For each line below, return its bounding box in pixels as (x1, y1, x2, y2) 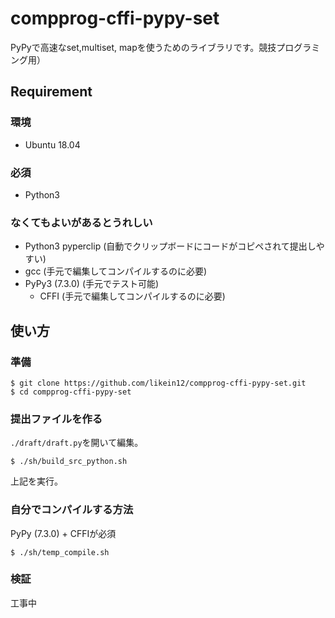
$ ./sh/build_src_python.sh (10, 457, 128, 467)
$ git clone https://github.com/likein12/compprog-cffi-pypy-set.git (10, 378, 307, 388)
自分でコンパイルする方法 (10, 503, 134, 517)
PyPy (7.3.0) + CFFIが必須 (10, 527, 117, 539)
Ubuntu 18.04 (24, 138, 81, 151)
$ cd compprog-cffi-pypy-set (10, 387, 132, 397)
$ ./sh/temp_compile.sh (10, 547, 110, 557)
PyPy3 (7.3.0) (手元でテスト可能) (24, 278, 160, 290)
